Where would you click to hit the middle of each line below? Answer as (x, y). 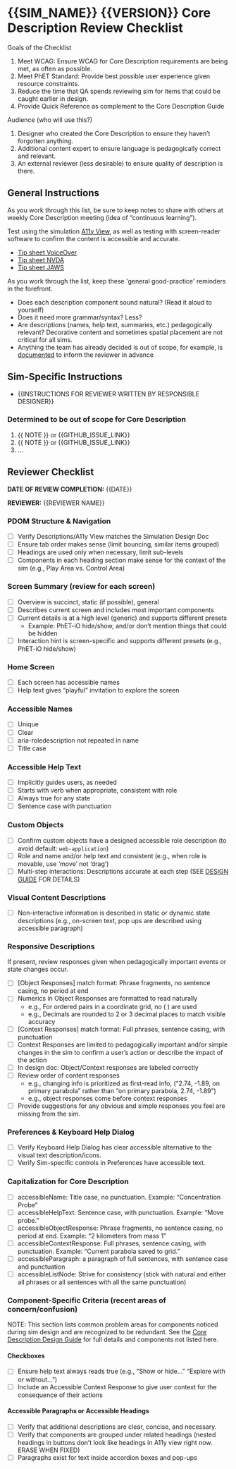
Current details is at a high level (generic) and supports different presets (122, 618)
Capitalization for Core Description (68, 1181)
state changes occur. (38, 969)
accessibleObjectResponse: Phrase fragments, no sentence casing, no (120, 1228)
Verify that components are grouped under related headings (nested (117, 1434)
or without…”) (37, 1379)
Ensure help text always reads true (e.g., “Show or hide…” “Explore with (121, 1371)
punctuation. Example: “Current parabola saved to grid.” (99, 1251)
